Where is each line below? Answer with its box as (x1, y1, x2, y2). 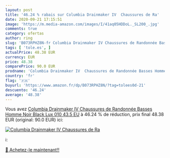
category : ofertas (5, 31, 44, 36)
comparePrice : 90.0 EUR (5, 64, 56, 69)
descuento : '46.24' (5, 87, 47, 93)
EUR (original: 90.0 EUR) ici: (5, 117, 63, 123)
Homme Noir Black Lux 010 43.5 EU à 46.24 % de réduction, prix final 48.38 (5, 111, 164, 117)
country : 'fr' (5, 73, 35, 78)
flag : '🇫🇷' (5, 78, 30, 83)
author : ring (5, 36, 33, 41)
